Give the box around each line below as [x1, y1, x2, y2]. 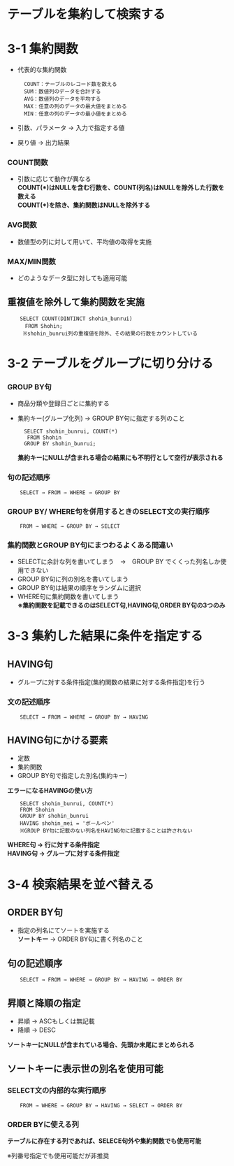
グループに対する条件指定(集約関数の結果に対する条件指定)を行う [17, 678, 206, 686]
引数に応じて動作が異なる [17, 175, 92, 183]
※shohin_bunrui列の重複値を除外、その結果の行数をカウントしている [22, 330, 198, 337]
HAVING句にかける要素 [7, 734, 108, 746]
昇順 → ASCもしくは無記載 [17, 1016, 95, 1025]
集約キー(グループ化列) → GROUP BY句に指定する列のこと [17, 414, 185, 423]
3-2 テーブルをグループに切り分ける [7, 356, 214, 371]
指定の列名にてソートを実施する [17, 926, 110, 935]
